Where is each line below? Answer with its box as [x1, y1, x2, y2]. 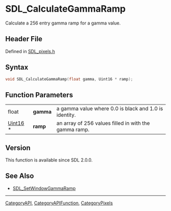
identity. [56, 112, 76, 119]
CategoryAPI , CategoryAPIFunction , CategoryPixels [5, 200, 113, 206]
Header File [5, 35, 43, 43]
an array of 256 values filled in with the [56, 120, 150, 127]
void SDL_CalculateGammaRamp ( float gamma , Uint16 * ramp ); [5, 76, 133, 82]
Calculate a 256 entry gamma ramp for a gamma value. [5, 20, 121, 26]
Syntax [5, 63, 28, 72]
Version [5, 143, 31, 152]
